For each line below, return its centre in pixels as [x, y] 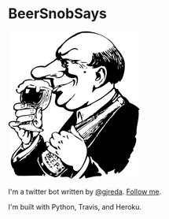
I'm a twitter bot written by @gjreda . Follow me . [85, 191]
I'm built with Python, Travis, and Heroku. [75, 206]
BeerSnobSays [58, 14]
